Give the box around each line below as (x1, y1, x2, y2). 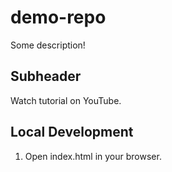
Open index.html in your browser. (24, 150, 162, 162)
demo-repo (10, 6, 107, 29)
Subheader (10, 68, 82, 85)
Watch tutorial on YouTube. (10, 94, 122, 106)
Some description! (10, 39, 86, 51)
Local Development (10, 124, 134, 141)
